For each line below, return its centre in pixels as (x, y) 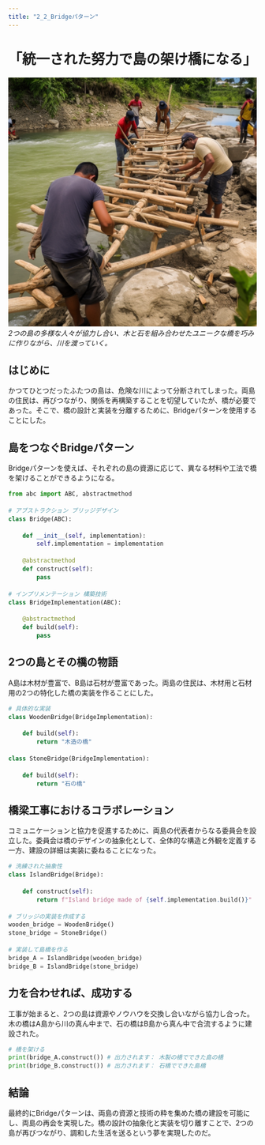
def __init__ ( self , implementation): (84, 536)
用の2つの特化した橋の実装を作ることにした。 (83, 692)
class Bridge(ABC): (40, 519)
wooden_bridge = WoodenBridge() (61, 925)
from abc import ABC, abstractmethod (70, 494)
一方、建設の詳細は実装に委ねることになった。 (84, 850)
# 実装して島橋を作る (38, 950)
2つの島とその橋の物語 (63, 663)
